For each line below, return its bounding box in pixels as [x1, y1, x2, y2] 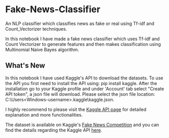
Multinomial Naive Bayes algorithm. [5, 46, 79, 52]
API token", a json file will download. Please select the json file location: [5, 91, 155, 97]
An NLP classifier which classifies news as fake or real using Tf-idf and [5, 20, 154, 26]
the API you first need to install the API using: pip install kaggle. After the [5, 80, 157, 86]
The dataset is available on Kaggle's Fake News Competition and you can [5, 121, 159, 128]
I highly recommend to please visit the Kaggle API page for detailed [5, 106, 147, 113]
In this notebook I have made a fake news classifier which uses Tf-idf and [5, 36, 160, 42]
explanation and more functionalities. [5, 112, 83, 118]
